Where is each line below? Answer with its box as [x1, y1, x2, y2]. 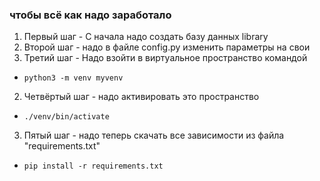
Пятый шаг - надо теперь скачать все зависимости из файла [23, 129, 285, 142]
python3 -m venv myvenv [23, 73, 124, 83]
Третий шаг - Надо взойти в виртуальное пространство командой [23, 52, 308, 64]
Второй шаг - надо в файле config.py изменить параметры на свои [23, 41, 311, 53]
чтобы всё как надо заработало [9, 8, 172, 22]
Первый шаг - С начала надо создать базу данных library [23, 31, 269, 43]
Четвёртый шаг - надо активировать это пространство [23, 91, 260, 103]
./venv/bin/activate [23, 112, 110, 122]
